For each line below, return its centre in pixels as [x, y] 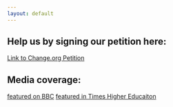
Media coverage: [44, 80]
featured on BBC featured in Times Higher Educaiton [82, 97]
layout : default [30, 13]
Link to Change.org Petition [46, 58]
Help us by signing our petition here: [87, 42]
